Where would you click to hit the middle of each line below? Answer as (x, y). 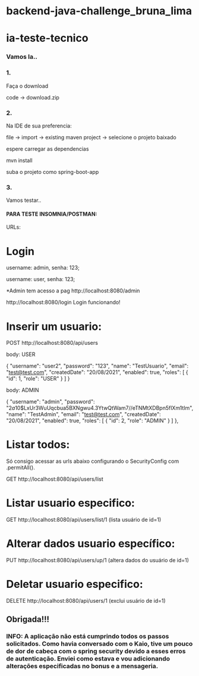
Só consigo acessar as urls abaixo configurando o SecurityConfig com (93, 461)
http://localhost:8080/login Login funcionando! (63, 303)
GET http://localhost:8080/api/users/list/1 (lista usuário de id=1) (84, 520)
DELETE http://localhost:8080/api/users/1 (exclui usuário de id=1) (86, 601)
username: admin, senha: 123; (43, 268)
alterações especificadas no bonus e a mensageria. (82, 666)
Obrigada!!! (28, 620)
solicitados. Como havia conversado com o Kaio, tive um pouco (99, 644)
